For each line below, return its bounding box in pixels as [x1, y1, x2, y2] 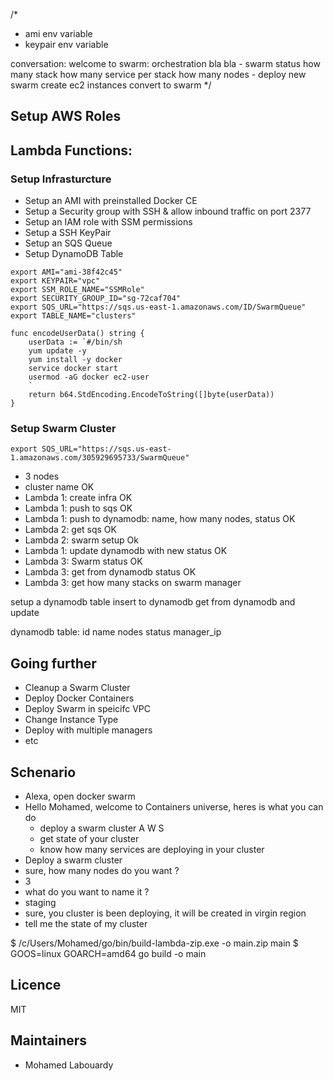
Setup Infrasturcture [10, 172, 112, 186]
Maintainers [10, 1032, 88, 1049]
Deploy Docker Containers [24, 692, 135, 704]
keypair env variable [24, 39, 109, 50]
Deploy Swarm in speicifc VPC [24, 703, 151, 715]
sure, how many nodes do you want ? [24, 865, 180, 876]
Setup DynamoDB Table [24, 248, 124, 260]
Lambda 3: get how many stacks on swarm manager [24, 577, 242, 589]
